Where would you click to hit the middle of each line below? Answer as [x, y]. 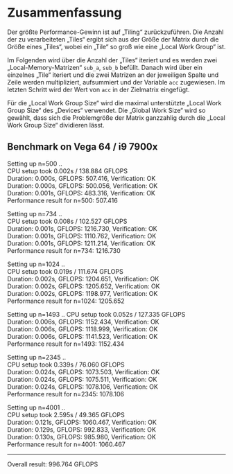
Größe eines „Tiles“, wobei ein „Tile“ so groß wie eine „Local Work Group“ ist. [116, 46]
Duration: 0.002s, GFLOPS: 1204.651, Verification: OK [83, 279]
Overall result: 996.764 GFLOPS [53, 464]
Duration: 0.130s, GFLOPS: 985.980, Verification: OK [81, 437]
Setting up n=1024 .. [36, 264]
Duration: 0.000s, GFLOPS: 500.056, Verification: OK [83, 186]
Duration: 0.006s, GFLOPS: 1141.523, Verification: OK [83, 336]
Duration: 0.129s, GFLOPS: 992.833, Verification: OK [81, 429]
